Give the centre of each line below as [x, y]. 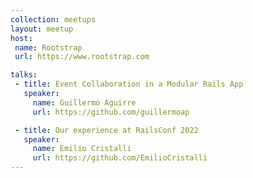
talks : [24, 75]
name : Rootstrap [48, 47]
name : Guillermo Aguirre [84, 102]
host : [21, 38]
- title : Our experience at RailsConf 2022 [106, 130]
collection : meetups [53, 19]
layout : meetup [42, 29]
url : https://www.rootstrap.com [82, 57]
